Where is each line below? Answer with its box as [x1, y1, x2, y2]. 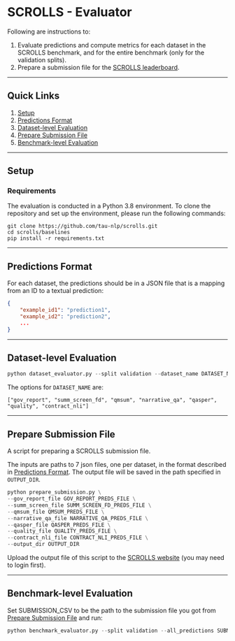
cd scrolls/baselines [7, 229, 71, 236]
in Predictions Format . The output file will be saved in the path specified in [7, 468, 221, 476]
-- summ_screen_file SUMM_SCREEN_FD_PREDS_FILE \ [7, 501, 152, 509]
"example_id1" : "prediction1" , [20, 307, 111, 314]
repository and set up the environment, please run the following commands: [7, 209, 226, 217]
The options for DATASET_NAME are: [7, 383, 104, 391]
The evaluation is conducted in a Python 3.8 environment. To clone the [7, 202, 211, 210]
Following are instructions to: [7, 27, 91, 36]
